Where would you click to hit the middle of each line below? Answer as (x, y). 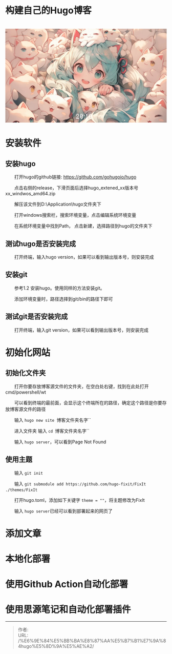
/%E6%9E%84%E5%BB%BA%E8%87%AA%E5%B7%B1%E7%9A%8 (92, 641)
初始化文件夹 (26, 373)
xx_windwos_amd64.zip (30, 194)
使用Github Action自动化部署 (67, 584)
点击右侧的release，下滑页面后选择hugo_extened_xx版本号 (76, 188)
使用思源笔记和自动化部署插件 (68, 610)
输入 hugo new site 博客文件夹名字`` (52, 420)
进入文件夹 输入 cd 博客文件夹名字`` (52, 431)
